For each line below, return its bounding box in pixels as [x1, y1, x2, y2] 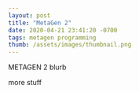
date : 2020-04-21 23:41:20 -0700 [8, 26, 118, 34]
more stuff [8, 78, 42, 87]
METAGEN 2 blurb [8, 62, 67, 72]
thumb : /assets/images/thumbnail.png [8, 41, 132, 49]
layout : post [8, 11, 51, 20]
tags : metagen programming [8, 33, 97, 42]
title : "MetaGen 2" [8, 19, 72, 27]
